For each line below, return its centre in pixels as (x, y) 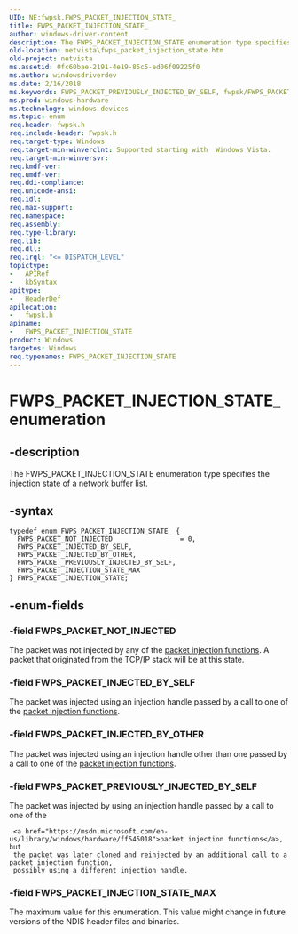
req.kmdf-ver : (35, 166)
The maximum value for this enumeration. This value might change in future (148, 912)
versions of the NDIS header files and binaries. (94, 922)
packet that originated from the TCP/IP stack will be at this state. (127, 660)
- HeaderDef (35, 299)
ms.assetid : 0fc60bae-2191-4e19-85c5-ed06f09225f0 (105, 68)
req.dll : (25, 249)
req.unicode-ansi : (43, 191)
